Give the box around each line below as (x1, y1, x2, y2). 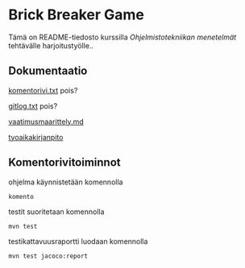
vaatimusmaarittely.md (8, 117, 84, 126)
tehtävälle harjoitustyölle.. (8, 40, 94, 50)
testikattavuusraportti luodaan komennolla (8, 236, 148, 246)
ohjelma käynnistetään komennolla (8, 177, 123, 187)
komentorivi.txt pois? (8, 85, 78, 95)
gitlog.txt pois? (8, 101, 58, 110)
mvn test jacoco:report (8, 252, 89, 260)
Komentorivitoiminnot (8, 155, 121, 170)
